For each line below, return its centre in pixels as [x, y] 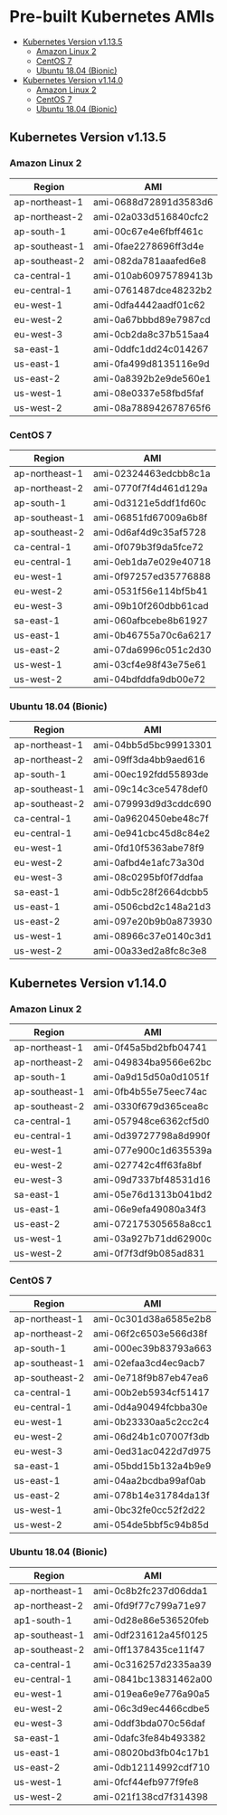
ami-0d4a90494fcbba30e [151, 1407]
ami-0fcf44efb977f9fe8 [146, 1782]
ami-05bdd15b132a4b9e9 [152, 1466]
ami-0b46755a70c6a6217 [153, 635]
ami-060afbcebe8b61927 [151, 620]
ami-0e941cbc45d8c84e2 [152, 833]
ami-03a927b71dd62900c [153, 1239]
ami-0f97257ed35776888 [152, 576]
